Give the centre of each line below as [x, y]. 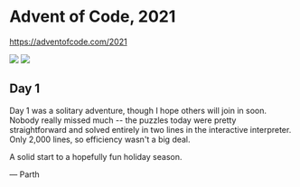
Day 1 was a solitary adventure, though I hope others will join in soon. [138, 110]
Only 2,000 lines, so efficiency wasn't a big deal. [100, 139]
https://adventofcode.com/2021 [69, 42]
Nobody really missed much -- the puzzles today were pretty [123, 120]
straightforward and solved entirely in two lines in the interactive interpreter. [150, 129]
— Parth [25, 174]
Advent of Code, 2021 [93, 17]
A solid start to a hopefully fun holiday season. [96, 156]
